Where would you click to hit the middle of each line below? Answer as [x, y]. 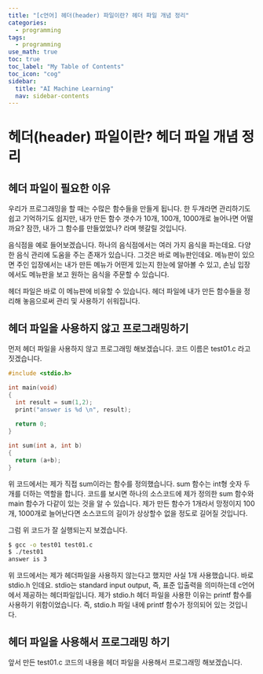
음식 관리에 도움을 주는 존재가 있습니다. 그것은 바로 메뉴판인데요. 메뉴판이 [128, 255]
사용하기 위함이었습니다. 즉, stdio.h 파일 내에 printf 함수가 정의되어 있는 [118, 605]
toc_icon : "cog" [35, 74]
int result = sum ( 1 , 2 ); [54, 402]
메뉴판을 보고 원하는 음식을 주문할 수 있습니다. [99, 274]
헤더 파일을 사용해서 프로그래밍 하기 [89, 642]
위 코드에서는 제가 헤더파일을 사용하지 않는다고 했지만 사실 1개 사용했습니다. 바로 [131, 576]
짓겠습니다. [25, 359]
